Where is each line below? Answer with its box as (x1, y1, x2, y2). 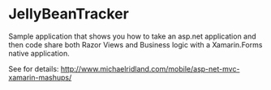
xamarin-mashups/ (8, 72, 72, 82)
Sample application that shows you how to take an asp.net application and (8, 31, 257, 41)
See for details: (8, 63, 59, 73)
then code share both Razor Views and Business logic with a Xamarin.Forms (8, 39, 263, 49)
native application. (8, 48, 71, 58)
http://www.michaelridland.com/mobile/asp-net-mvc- (60, 63, 240, 73)
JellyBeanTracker (8, 5, 130, 23)
